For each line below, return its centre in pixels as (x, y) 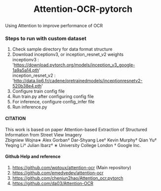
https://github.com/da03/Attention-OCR (53, 183)
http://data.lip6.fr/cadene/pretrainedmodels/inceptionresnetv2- (78, 81)
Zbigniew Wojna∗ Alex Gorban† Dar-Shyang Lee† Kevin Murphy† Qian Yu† (81, 140)
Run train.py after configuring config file (53, 96)
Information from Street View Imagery (43, 135)
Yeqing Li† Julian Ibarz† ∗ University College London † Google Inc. (73, 145)
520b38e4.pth (27, 86)
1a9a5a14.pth (26, 70)
